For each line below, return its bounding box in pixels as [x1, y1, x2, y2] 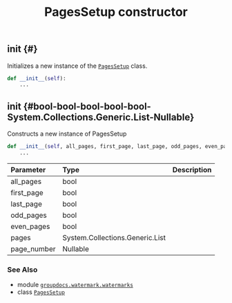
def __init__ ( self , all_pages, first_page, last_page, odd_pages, [7, 143, 202, 150]
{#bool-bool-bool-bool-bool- [23, 100, 152, 112]
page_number [10, 244, 56, 253]
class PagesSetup [17, 288, 66, 296]
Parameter [10, 165, 46, 174]
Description [172, 165, 212, 174]
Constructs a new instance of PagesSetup [7, 129, 127, 138]
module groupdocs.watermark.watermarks [17, 281, 133, 289]
